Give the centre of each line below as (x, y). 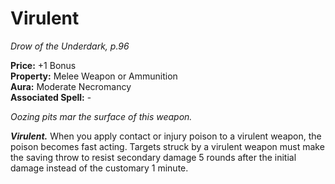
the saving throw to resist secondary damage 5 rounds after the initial (153, 157)
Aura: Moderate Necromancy (71, 86)
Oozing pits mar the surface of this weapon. (101, 116)
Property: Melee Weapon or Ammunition (94, 76)
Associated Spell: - (51, 97)
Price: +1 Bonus (43, 65)
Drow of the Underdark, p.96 (70, 46)
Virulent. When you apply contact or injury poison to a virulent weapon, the (166, 136)
